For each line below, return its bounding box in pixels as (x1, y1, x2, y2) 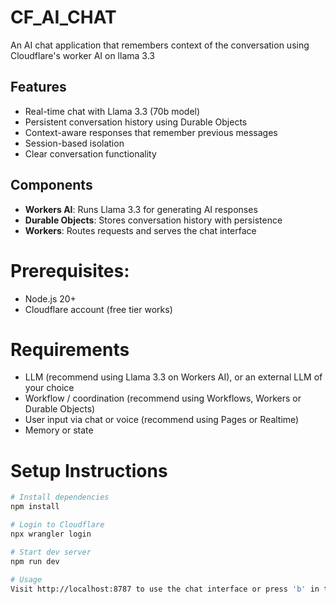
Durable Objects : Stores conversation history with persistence (24, 214, 283, 226)
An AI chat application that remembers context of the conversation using (10, 39, 310, 51)
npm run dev (10, 556, 60, 566)
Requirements (10, 338, 130, 361)
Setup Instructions (10, 459, 168, 482)
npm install (10, 502, 60, 512)
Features (10, 79, 67, 96)
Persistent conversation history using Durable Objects (24, 116, 248, 128)
